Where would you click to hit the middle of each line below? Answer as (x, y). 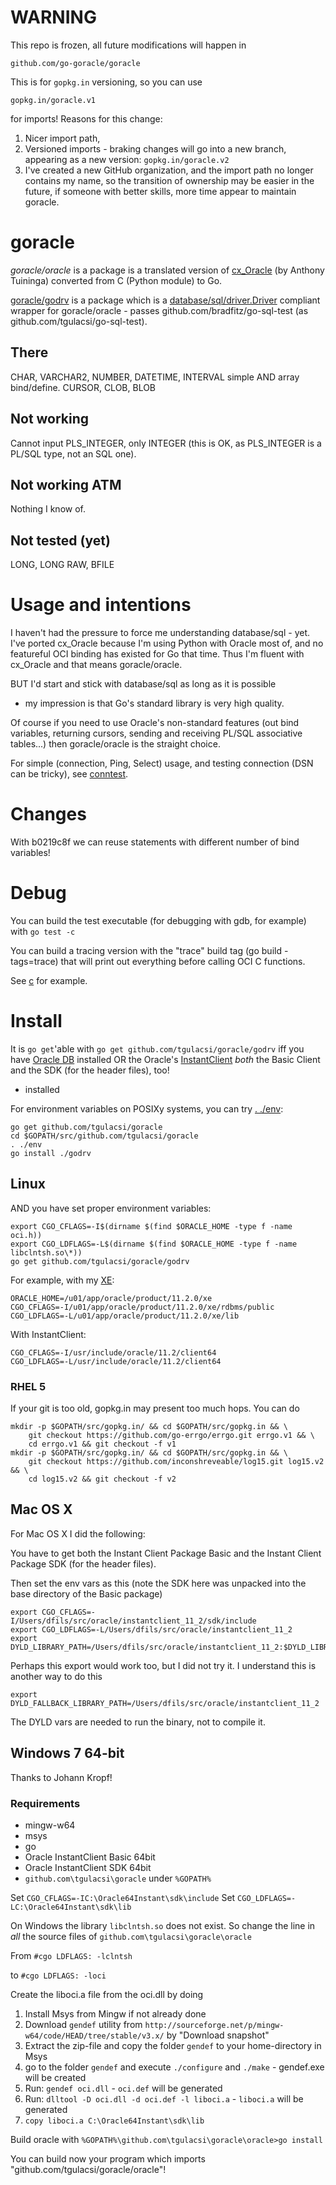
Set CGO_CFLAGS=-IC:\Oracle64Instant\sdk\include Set (123, 1897)
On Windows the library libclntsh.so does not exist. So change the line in (163, 1925)
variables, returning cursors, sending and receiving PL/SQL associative (156, 733)
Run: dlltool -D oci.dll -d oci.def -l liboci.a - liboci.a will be (164, 2098)
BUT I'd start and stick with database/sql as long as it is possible (143, 684)
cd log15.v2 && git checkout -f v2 (102, 1479)
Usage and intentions (101, 605)
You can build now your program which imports (108, 2158)
